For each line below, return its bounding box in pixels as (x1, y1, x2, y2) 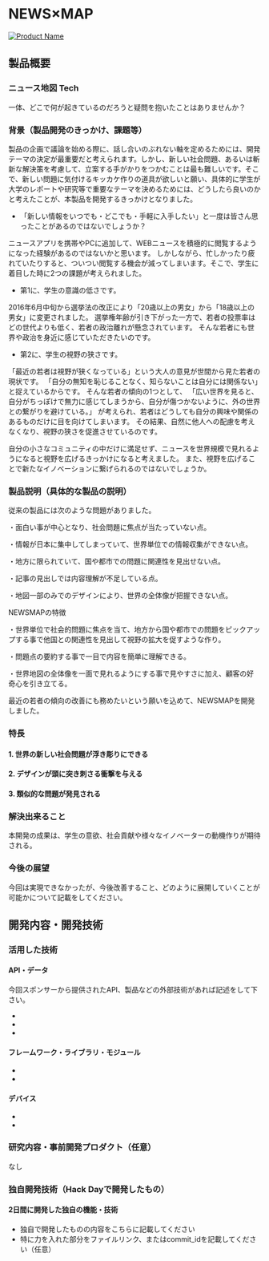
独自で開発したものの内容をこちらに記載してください (19, 1224, 195, 1234)
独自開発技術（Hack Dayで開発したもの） (8, 1183, 170, 1194)
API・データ (8, 965, 49, 975)
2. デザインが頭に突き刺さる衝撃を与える (8, 769, 143, 778)
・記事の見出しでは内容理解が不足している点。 (8, 574, 163, 584)
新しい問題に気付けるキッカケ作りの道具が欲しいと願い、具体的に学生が (22, 174, 261, 184)
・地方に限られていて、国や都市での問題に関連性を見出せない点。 (8, 556, 226, 566)
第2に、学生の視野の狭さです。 (19, 350, 122, 359)
